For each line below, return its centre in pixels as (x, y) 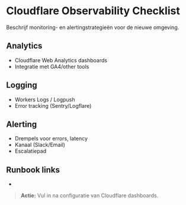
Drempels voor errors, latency (51, 139)
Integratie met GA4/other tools (52, 66)
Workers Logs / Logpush (45, 100)
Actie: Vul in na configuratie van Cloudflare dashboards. (89, 196)
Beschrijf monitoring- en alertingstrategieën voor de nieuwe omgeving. (93, 27)
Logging (22, 85)
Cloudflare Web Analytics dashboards (61, 60)
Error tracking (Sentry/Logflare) (53, 105)
